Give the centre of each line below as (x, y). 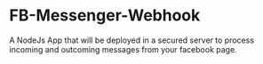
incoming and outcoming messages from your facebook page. (123, 49)
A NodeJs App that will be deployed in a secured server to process (132, 40)
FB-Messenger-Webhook (105, 16)
